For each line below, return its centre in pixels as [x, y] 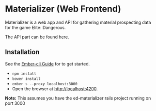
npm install [24, 74]
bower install [26, 79]
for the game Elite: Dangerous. [36, 27]
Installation [22, 52]
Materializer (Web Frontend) [63, 9]
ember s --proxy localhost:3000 [45, 84]
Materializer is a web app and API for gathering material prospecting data [78, 22]
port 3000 [15, 103]
